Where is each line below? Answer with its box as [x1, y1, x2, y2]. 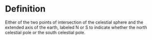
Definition [5, 3, 46, 14]
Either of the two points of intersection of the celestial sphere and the [5, 19, 144, 25]
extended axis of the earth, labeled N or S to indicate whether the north [5, 24, 148, 30]
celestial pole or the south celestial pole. [5, 29, 86, 35]
